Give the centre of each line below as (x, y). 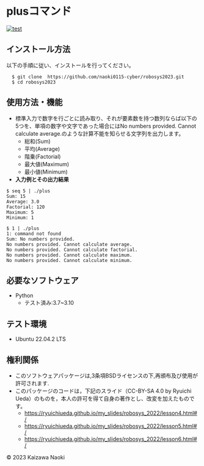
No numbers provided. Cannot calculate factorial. (72, 250)
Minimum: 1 (20, 217)
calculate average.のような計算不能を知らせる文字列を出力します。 (100, 133)
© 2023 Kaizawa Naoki (36, 457)
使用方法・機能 (35, 102)
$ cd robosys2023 (34, 82)
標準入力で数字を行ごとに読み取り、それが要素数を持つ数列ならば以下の (106, 118)
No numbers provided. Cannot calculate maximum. (69, 255)
